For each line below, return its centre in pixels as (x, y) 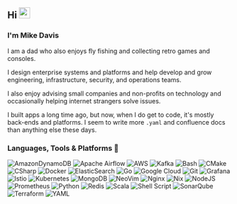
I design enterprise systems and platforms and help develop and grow (110, 72)
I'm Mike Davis (33, 35)
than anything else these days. (52, 130)
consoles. (22, 58)
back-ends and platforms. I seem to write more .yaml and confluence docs (116, 122)
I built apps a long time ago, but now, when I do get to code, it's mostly (111, 115)
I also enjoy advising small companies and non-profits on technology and (114, 93)
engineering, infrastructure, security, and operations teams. (95, 79)
